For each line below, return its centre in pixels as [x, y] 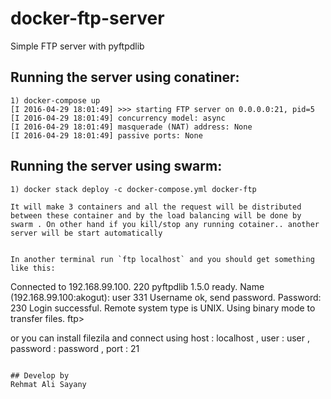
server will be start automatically [86, 233]
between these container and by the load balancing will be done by [156, 215]
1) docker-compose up [55, 100]
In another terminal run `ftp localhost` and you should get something [162, 259]
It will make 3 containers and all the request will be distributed [156, 207]
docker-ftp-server [87, 18]
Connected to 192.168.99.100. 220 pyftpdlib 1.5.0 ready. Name [137, 286]
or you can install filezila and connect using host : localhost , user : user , [160, 338]
